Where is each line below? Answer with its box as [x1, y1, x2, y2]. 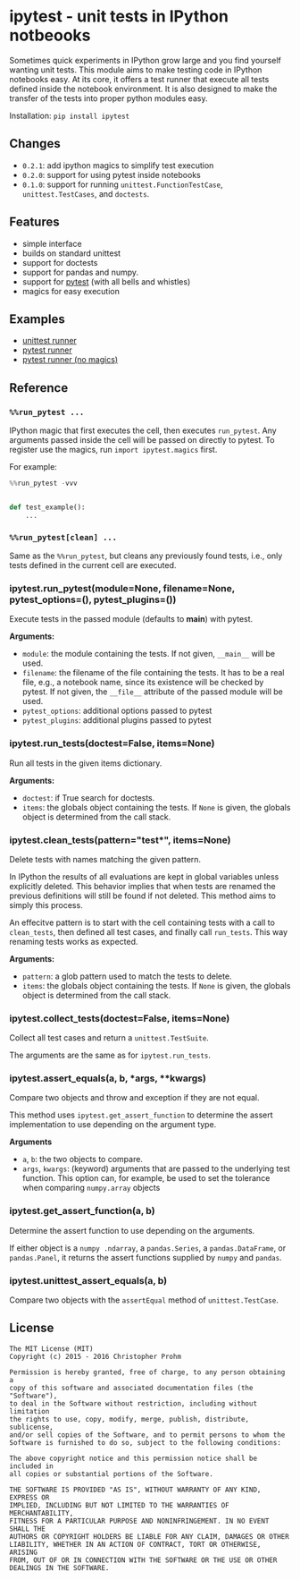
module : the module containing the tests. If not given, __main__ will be [21, 649, 276, 659]
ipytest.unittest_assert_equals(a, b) [9, 1274, 168, 1287]
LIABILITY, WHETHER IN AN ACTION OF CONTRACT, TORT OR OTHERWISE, [9, 1540, 262, 1549]
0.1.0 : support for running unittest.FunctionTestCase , [21, 179, 223, 190]
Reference [9, 380, 69, 395]
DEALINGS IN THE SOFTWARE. [9, 1563, 110, 1572]
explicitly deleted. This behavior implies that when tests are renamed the [9, 880, 276, 891]
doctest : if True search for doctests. [21, 792, 155, 803]
